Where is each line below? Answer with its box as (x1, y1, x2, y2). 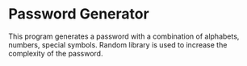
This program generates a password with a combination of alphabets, (8, 31, 240, 41)
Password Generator (8, 5, 149, 23)
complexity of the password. (8, 48, 103, 58)
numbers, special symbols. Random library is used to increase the (8, 39, 228, 49)
